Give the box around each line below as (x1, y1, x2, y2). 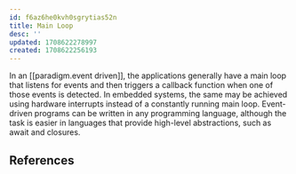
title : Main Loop (9, 21, 74, 30)
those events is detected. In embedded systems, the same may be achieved (9, 90, 288, 100)
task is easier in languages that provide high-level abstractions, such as (9, 117, 272, 129)
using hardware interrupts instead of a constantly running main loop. (9, 99, 260, 109)
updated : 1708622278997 (9, 37, 98, 47)
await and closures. (9, 127, 81, 138)
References (9, 153, 75, 168)
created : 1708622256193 (9, 46, 98, 55)
